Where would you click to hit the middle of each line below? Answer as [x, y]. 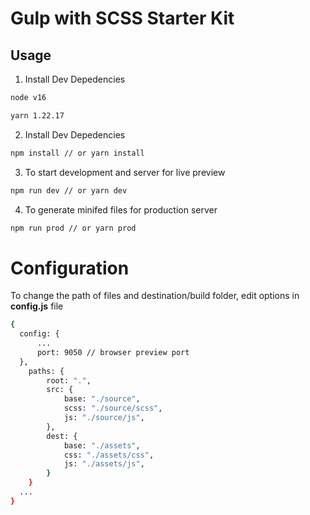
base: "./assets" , [102, 445]
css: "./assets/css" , [109, 455]
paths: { [46, 371]
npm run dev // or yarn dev [69, 190]
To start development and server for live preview [125, 172]
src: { [60, 390]
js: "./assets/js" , [104, 464]
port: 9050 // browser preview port [113, 352]
